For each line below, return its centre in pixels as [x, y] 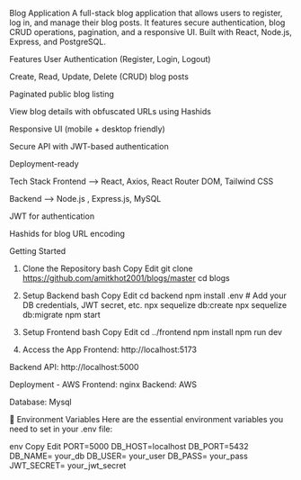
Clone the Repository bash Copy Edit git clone [107, 268]
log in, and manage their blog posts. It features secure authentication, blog [147, 23]
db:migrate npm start [61, 315]
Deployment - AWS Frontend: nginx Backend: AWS [103, 385]
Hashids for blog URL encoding [67, 234]
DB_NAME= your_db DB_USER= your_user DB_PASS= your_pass [129, 456]
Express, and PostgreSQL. [58, 41]
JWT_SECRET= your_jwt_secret [68, 466]
